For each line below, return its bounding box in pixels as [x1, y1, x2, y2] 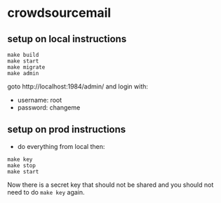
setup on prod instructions [7, 124, 126, 136]
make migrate [7, 64, 46, 71]
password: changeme [17, 103, 81, 112]
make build [7, 51, 39, 58]
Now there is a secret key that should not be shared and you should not [7, 181, 214, 189]
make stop [7, 162, 36, 169]
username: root [17, 96, 62, 104]
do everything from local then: [17, 142, 105, 150]
